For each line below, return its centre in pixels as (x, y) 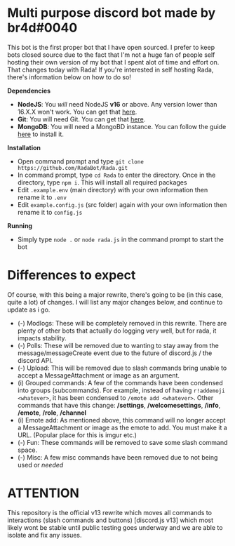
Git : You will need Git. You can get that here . (81, 119)
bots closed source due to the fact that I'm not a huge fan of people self (111, 55)
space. (27, 450)
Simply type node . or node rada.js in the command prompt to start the (121, 239)
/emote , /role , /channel (52, 413)
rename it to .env (42, 197)
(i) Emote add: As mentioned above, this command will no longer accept (121, 420)
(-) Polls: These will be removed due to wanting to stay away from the (118, 345)
